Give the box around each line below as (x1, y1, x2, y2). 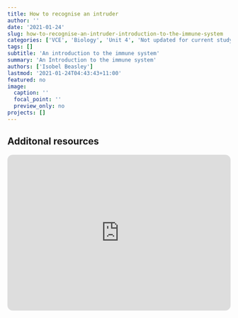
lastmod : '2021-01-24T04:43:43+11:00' (7, 69, 122, 76)
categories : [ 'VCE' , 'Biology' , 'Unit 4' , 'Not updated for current (7, 37, 214, 44)
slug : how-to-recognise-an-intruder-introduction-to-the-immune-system (7, 30, 223, 38)
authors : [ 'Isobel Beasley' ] (7, 63, 93, 70)
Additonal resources (7, 135, 99, 147)
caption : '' (13, 89, 50, 96)
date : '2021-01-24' (7, 23, 65, 30)
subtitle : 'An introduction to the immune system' (7, 50, 160, 57)
